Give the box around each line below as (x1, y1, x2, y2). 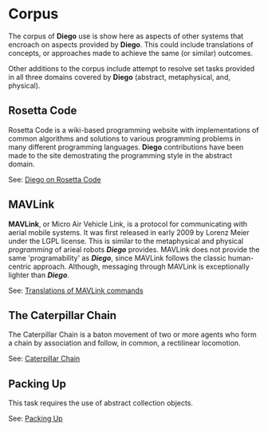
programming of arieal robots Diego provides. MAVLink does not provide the (8, 245, 260, 254)
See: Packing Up (8, 413, 63, 424)
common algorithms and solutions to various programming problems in (8, 134, 242, 143)
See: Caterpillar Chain (8, 353, 81, 364)
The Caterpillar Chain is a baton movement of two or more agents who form (8, 329, 257, 340)
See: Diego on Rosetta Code (8, 174, 101, 184)
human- (227, 253, 254, 262)
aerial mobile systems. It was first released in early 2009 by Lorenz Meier (8, 227, 250, 237)
